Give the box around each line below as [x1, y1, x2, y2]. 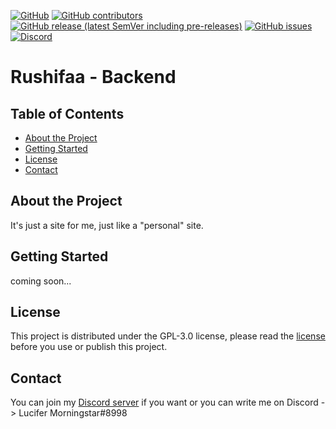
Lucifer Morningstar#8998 [18, 407, 128, 419]
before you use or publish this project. [10, 341, 168, 353]
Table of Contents [10, 105, 125, 122]
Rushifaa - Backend [10, 66, 177, 89]
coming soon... [10, 275, 72, 287]
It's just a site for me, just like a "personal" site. [10, 219, 204, 231]
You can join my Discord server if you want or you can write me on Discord [10, 396, 319, 409]
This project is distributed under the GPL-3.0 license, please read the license [10, 330, 326, 342]
